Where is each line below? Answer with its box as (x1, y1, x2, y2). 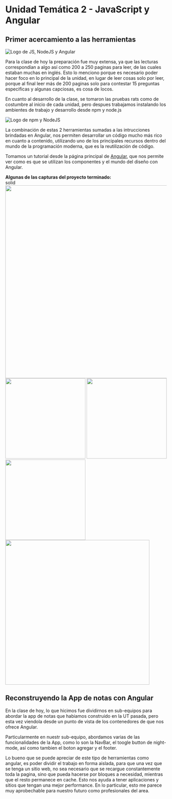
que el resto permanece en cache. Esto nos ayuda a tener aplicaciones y (5, 776, 159, 783)
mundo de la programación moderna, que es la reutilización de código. (5, 143, 155, 149)
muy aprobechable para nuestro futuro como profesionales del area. (5, 787, 149, 793)
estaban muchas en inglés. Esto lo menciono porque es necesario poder (5, 69, 158, 76)
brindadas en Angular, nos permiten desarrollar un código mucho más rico (5, 132, 162, 138)
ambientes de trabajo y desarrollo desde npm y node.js (5, 107, 122, 113)
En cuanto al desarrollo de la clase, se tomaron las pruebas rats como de (5, 96, 159, 102)
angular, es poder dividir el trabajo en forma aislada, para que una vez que (5, 760, 162, 766)
